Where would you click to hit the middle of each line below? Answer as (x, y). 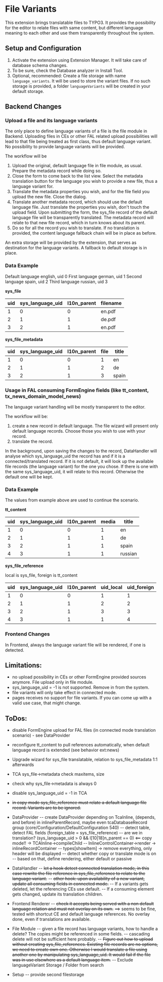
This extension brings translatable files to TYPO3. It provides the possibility (80, 22)
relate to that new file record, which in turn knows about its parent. (79, 223)
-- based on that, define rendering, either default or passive (72, 859)
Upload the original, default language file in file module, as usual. (77, 166)
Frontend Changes (27, 634)
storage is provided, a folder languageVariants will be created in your (81, 86)
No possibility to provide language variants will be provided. (65, 147)
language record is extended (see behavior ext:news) (66, 750)
